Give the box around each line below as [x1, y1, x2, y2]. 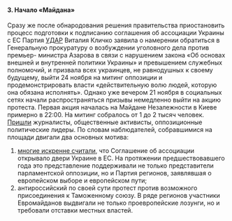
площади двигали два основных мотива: [7, 133, 129, 142]
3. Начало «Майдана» [7, 6, 75, 14]
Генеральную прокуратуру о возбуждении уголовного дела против [7, 43, 210, 52]
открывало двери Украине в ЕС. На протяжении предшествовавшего [17, 154, 225, 163]
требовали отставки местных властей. [17, 206, 133, 215]
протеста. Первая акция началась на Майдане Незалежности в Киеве [7, 103, 217, 112]
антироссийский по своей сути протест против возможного [17, 184, 198, 192]
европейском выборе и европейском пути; [17, 176, 147, 185]
